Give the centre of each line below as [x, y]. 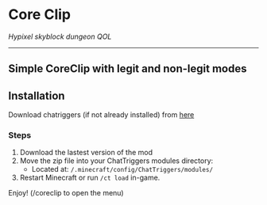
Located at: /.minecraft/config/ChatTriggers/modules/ [122, 169]
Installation [37, 95]
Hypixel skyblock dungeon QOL [60, 36]
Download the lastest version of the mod [86, 153]
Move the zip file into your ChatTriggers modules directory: [116, 161]
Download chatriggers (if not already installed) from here [101, 115]
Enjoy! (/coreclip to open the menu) [66, 193]
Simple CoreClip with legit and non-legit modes [128, 69]
